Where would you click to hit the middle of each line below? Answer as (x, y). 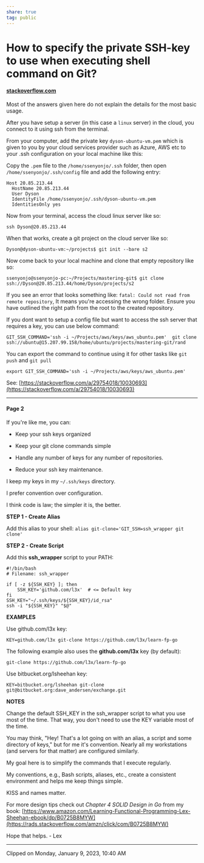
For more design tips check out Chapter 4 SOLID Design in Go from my (95, 805)
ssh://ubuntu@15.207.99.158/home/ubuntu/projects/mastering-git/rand (96, 342)
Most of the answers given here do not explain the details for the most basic (101, 104)
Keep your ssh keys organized (53, 434)
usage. (15, 111)
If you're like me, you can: (39, 422)
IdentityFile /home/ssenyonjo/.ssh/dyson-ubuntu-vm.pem (84, 199)
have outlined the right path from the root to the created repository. (90, 307)
